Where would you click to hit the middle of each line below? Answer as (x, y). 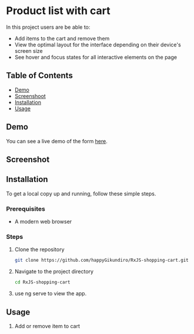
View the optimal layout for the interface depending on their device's (98, 45)
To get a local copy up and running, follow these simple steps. (81, 193)
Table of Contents (40, 75)
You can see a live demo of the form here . (57, 141)
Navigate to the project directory (54, 272)
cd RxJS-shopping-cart (42, 282)
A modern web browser (43, 222)
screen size (29, 50)
